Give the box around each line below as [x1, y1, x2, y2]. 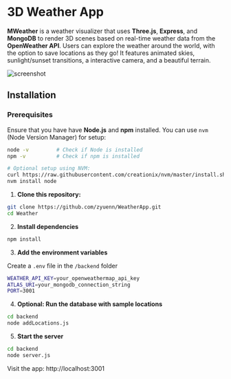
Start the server [16, 332, 64, 340]
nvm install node [7, 178, 57, 185]
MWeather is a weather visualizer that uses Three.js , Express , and [7, 27, 198, 35]
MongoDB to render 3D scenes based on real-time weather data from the [7, 34, 216, 42]
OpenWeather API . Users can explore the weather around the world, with [7, 41, 215, 50]
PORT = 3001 [7, 288, 36, 294]
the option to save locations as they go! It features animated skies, [7, 49, 195, 57]
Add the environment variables [16, 248, 108, 257]
